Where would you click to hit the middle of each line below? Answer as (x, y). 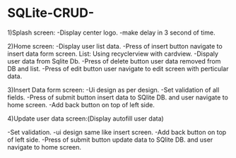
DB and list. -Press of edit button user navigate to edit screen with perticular (118, 68)
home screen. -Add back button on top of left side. (81, 104)
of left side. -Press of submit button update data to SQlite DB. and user (110, 140)
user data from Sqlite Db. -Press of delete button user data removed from (114, 61)
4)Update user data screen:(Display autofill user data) (85, 119)
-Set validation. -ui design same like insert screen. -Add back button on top (117, 132)
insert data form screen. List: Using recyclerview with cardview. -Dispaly (113, 54)
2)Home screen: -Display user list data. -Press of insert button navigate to (115, 46)
